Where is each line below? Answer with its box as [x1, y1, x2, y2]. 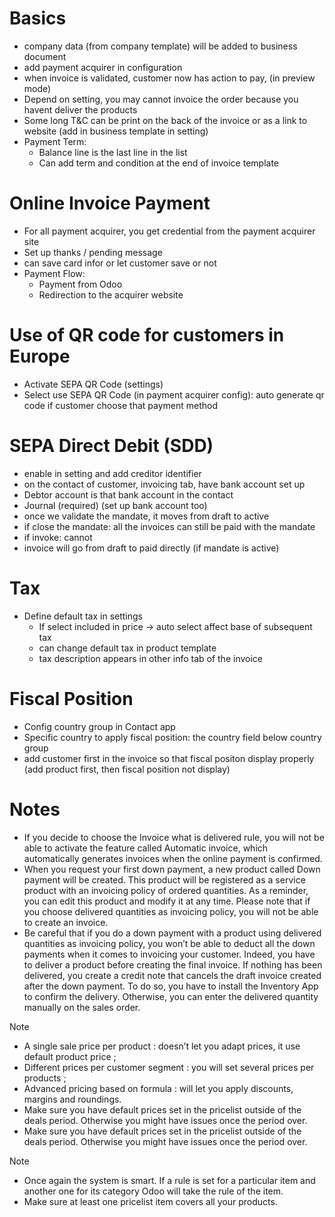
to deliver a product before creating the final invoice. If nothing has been [23, 958, 323, 971]
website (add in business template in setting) [23, 125, 209, 137]
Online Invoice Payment [9, 192, 211, 215]
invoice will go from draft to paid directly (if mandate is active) [23, 542, 280, 554]
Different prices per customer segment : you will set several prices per [23, 1061, 315, 1073]
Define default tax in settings [23, 610, 143, 622]
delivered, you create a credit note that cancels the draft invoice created [23, 969, 322, 981]
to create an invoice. [23, 916, 109, 928]
